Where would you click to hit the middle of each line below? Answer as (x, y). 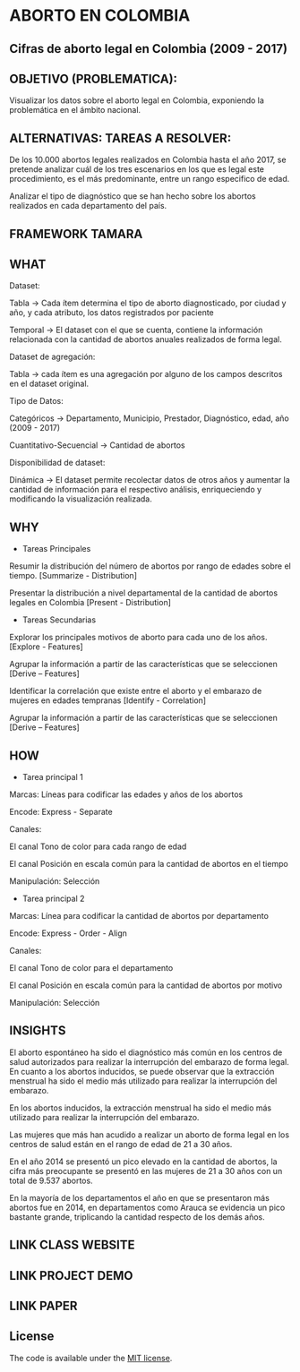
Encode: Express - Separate (61, 812)
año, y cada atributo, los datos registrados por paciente (112, 313)
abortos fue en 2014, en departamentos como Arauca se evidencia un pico (147, 1207)
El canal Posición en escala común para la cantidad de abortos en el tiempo (149, 864)
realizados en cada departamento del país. (88, 206)
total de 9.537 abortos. (51, 1180)
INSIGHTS (38, 1031)
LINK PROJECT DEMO (71, 1276)
